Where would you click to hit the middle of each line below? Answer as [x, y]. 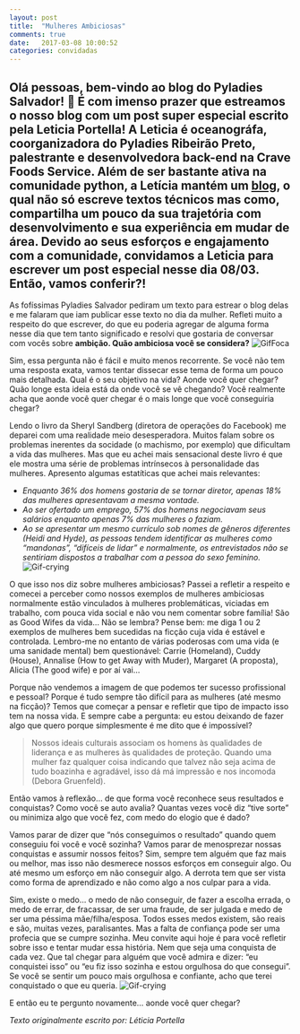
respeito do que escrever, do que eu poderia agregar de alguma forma [139, 324]
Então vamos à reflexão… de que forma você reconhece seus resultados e [146, 798]
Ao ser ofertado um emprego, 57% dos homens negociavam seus [144, 509]
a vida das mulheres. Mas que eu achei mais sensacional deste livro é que [146, 454]
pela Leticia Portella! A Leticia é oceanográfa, [138, 130]
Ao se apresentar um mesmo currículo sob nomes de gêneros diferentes [156, 528]
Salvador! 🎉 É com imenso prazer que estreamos [147, 101]
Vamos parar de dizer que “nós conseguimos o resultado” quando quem [142, 834]
